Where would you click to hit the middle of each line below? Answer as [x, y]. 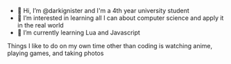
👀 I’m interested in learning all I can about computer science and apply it [120, 18]
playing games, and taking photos [55, 53]
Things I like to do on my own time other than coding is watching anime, [110, 46]
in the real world [40, 25]
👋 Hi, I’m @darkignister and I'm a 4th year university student [103, 11]
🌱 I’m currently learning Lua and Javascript [79, 32]
